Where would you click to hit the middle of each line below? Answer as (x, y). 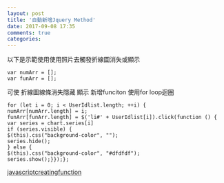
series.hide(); (29, 142)
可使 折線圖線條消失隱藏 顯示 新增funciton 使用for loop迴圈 (91, 92)
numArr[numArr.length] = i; (48, 111)
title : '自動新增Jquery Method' (52, 20)
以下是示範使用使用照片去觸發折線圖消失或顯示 (73, 60)
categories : (24, 39)
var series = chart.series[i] (51, 123)
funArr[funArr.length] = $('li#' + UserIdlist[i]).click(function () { (112, 118)
